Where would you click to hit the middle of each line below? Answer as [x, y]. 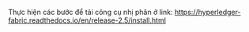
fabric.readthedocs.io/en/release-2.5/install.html [87, 20]
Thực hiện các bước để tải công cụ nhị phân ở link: [91, 12]
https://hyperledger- [207, 12]
